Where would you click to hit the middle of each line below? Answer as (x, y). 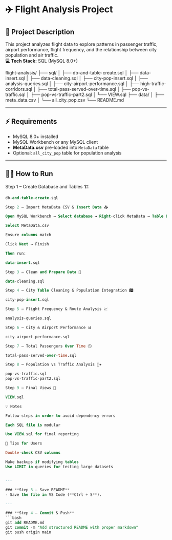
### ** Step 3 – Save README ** (38, 490)
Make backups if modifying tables (42, 462)
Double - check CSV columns (33, 453)
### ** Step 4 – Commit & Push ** (40, 513)
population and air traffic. (32, 55)
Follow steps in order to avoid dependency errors (60, 416)
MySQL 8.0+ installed (36, 137)
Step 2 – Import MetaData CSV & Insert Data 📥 (57, 207)
